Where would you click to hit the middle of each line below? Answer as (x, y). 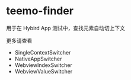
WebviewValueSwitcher (44, 71)
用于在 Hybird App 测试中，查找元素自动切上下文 (66, 28)
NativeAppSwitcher (38, 59)
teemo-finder (40, 11)
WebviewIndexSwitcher (44, 65)
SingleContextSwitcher (43, 52)
